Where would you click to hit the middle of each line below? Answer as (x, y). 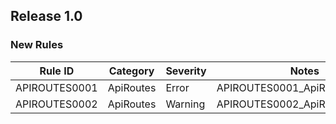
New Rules (37, 45)
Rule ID (57, 71)
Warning (185, 104)
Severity (186, 71)
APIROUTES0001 (56, 87)
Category (131, 71)
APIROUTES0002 (56, 104)
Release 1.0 (46, 16)
